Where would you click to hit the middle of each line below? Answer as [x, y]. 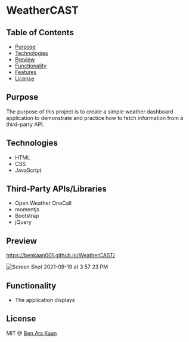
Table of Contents [40, 33]
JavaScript [28, 170]
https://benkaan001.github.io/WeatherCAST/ [61, 255]
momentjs [27, 209]
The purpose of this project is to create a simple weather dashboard [90, 112]
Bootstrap [27, 216]
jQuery [23, 222]
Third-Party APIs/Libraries [57, 189]
